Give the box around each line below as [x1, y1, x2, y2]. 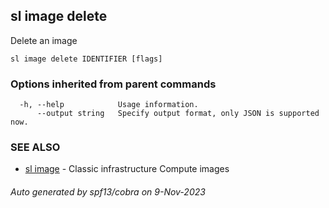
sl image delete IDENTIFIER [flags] [10, 54, 163, 64]
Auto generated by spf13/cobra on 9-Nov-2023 [10, 186, 206, 198]
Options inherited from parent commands [10, 77, 217, 91]
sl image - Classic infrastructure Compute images [24, 163, 230, 175]
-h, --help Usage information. [19, 100, 199, 110]
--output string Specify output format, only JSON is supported [36, 109, 320, 119]
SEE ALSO [10, 140, 61, 154]
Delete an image [10, 34, 78, 46]
